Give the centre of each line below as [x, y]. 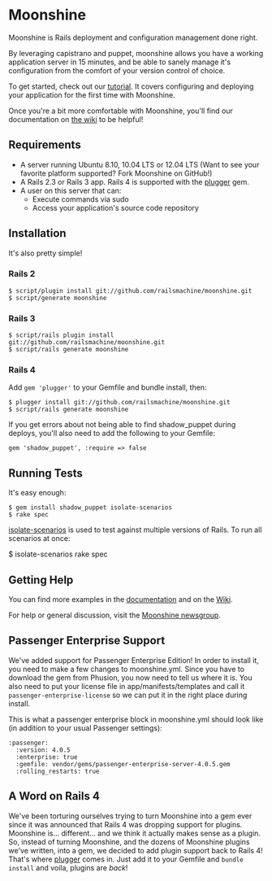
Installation [37, 233]
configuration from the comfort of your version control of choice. [117, 70]
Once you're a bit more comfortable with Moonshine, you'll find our [121, 111]
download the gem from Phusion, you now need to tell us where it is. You [130, 678]
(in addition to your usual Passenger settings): [85, 728]
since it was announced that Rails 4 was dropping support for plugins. [125, 824]
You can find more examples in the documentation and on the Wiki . [121, 600]
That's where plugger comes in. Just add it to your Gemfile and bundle [126, 859]
